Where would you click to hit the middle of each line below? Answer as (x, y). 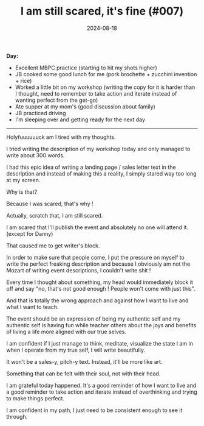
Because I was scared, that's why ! (50, 204)
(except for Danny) (30, 233)
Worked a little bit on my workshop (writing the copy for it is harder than (105, 87)
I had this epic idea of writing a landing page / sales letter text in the (91, 167)
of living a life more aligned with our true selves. (66, 332)
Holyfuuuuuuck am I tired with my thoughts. (61, 137)
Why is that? (22, 192)
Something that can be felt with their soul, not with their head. (83, 374)
